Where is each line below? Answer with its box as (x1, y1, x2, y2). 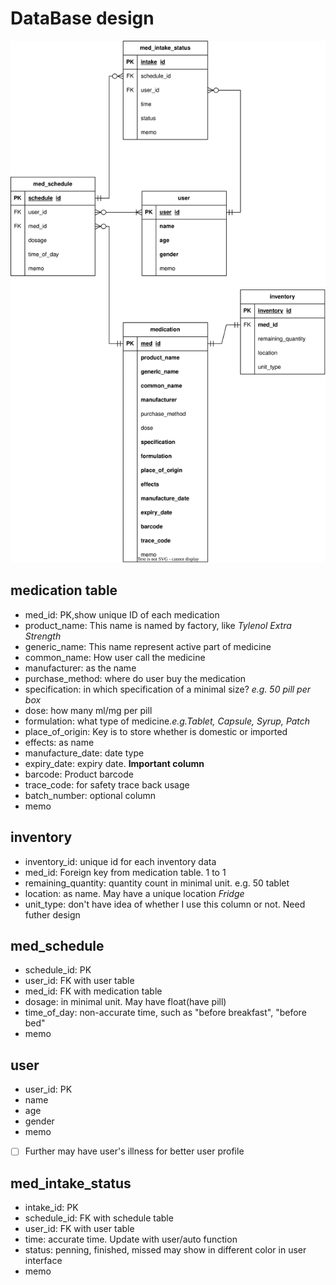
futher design (24, 908, 81, 921)
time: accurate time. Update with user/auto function (24, 1233, 238, 1246)
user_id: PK (24, 1083, 73, 1096)
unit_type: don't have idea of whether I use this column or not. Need (24, 898, 306, 910)
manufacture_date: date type (24, 747, 145, 759)
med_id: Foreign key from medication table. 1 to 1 (24, 866, 227, 878)
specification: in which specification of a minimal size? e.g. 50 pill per (24, 683, 312, 695)
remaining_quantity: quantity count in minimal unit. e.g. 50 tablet (24, 877, 290, 889)
